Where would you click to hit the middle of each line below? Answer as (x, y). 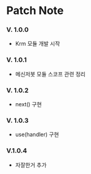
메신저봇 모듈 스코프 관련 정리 (50, 74)
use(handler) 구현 (37, 134)
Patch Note (35, 11)
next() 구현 (28, 104)
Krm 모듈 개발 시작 (38, 44)
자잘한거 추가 (31, 165)
